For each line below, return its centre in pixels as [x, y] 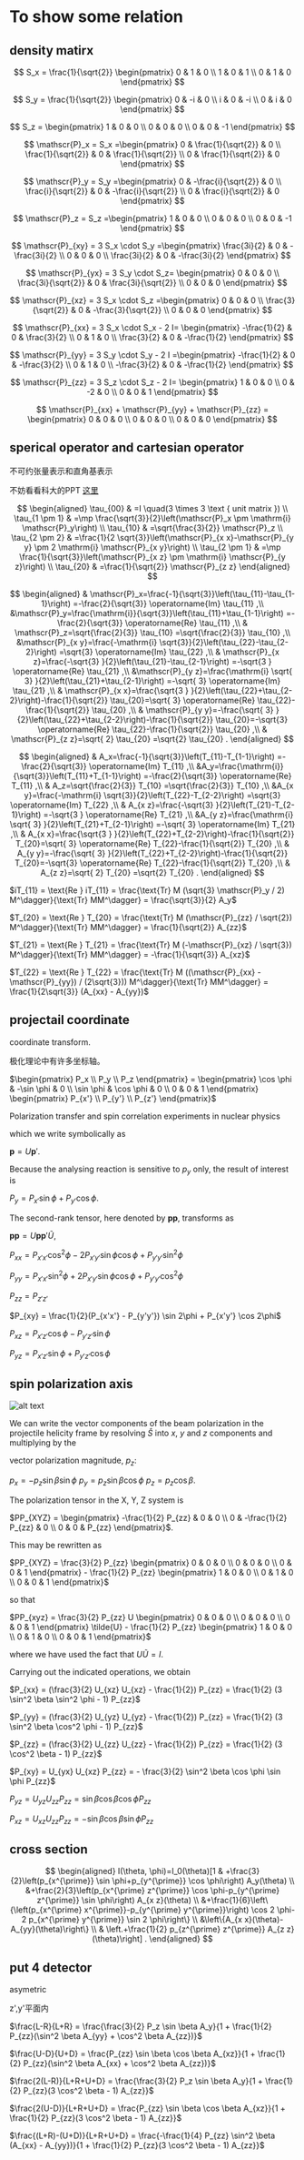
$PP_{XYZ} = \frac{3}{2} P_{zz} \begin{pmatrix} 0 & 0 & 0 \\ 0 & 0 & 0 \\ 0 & [151, 1562]
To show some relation [97, 17]
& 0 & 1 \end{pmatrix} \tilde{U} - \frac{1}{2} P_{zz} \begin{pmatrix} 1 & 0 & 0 [151, 1627]
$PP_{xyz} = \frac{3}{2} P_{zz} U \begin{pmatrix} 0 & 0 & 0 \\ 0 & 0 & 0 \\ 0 [150, 1617]
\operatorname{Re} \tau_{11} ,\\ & [186, 623]
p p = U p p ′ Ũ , [33, 1236]
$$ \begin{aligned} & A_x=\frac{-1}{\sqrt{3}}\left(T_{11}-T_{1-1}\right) [147, 756]
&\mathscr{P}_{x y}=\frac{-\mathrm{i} [87, 642]
